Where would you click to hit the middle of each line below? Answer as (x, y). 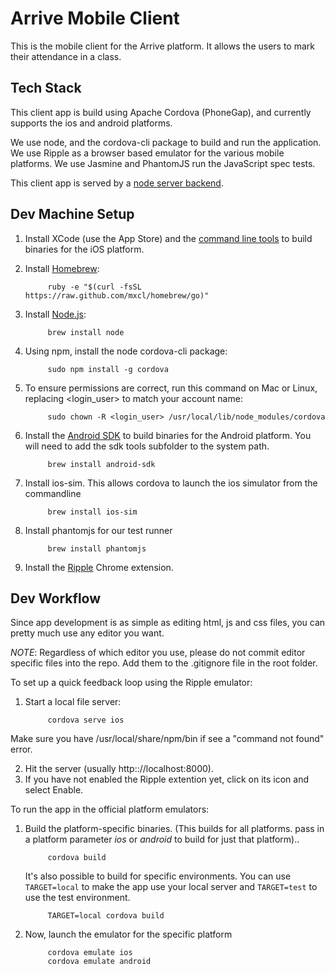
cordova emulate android (99, 962)
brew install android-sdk (101, 464)
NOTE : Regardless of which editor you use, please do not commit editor (158, 653)
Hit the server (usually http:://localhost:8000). (119, 769)
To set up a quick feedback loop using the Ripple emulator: (131, 683)
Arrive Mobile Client (95, 18)
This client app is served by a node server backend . (117, 183)
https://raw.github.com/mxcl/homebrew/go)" (117, 295)
